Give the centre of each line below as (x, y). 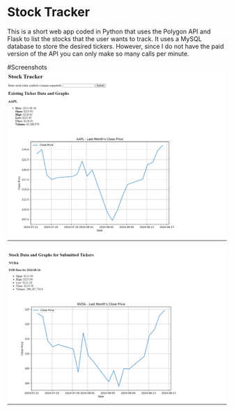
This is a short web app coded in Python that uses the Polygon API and (109, 31)
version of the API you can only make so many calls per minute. (98, 54)
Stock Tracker (49, 12)
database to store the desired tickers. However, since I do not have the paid (116, 46)
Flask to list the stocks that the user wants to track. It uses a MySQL (104, 38)
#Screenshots (27, 67)
